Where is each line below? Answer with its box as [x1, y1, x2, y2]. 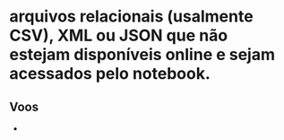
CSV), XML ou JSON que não [9, 25, 228, 46]
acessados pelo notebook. [9, 64, 211, 84]
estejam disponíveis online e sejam [9, 45, 276, 65]
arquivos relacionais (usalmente [9, 6, 254, 27]
